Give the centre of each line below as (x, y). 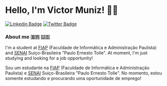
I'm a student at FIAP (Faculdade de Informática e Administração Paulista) (81, 48)
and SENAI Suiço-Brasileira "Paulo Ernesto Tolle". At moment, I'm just (77, 53)
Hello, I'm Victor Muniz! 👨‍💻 (62, 10)
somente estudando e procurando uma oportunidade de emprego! (73, 79)
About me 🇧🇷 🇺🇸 (27, 37)
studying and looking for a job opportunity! (49, 58)
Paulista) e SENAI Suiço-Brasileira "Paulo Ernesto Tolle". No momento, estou (83, 73)
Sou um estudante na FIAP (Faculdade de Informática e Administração (77, 68)
